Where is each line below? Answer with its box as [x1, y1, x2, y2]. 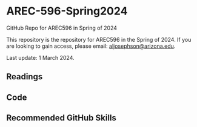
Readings [6, 71, 43, 82]
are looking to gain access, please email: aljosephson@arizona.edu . [6, 42, 176, 50]
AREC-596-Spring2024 [6, 4, 128, 18]
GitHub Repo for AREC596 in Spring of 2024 [6, 24, 117, 31]
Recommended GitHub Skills [6, 113, 117, 123]
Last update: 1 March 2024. [6, 54, 75, 61]
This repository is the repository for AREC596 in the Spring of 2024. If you [6, 36, 192, 43]
